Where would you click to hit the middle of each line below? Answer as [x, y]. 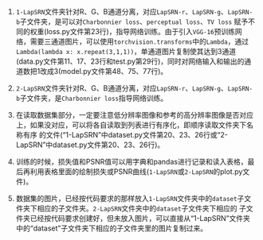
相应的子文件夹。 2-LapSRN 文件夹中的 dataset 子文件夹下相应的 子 [142, 208]
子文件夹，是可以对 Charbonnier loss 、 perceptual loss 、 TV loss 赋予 [134, 21]
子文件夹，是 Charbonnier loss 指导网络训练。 [94, 98]
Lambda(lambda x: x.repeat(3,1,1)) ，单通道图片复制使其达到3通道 [126, 51]
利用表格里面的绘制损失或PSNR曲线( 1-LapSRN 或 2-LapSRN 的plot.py [136, 172]
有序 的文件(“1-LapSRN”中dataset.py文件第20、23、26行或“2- [126, 135]
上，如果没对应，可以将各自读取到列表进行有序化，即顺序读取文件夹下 [131, 125]
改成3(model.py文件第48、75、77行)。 [104, 71]
